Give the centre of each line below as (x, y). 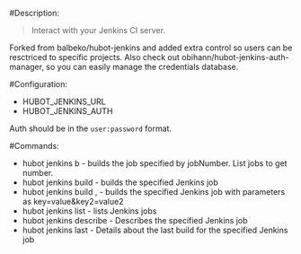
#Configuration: (38, 84)
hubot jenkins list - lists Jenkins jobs (89, 211)
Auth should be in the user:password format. (91, 128)
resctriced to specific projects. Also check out (94, 57)
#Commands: (35, 146)
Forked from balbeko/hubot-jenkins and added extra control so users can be (151, 48)
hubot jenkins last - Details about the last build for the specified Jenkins (155, 230)
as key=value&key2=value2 (73, 201)
